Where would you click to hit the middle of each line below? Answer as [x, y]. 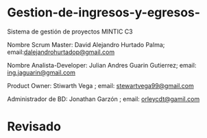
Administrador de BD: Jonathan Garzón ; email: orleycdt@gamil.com [103, 99]
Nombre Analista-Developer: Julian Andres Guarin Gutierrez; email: [102, 65]
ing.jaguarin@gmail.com [41, 72]
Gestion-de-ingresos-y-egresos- [104, 13]
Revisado [34, 127]
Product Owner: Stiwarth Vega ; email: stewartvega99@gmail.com [100, 85]
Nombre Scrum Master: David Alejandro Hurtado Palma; [86, 44]
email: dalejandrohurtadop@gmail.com [61, 52]
